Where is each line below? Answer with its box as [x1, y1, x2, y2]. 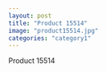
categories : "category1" [8, 34, 92, 42]
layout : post [8, 11, 52, 20]
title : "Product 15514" [8, 19, 88, 27]
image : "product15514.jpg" [8, 26, 99, 34]
